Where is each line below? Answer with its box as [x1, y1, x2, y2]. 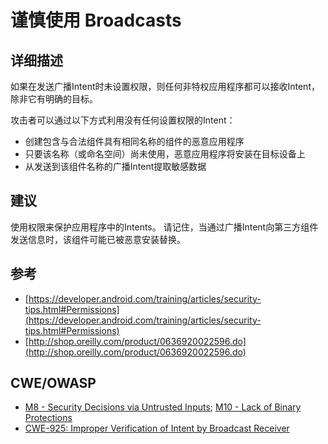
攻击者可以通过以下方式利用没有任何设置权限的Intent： [10, 114, 236, 126]
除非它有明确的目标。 [10, 93, 98, 105]
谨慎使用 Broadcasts [10, 9, 182, 32]
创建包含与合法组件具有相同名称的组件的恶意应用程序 [24, 136, 245, 147]
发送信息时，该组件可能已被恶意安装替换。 [10, 233, 186, 245]
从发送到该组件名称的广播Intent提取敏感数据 [24, 161, 207, 172]
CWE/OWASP [10, 375, 97, 392]
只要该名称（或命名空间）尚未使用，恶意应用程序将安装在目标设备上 [24, 148, 306, 160]
